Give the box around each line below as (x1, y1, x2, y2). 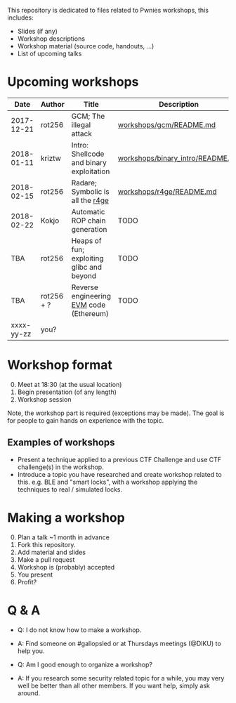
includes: (7, 13, 34, 22)
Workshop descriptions (17, 34, 86, 43)
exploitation (71, 166, 110, 176)
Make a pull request (17, 555, 75, 564)
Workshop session (17, 395, 72, 403)
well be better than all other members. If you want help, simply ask (17, 681, 211, 690)
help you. (17, 646, 45, 655)
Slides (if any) (17, 27, 58, 35)
